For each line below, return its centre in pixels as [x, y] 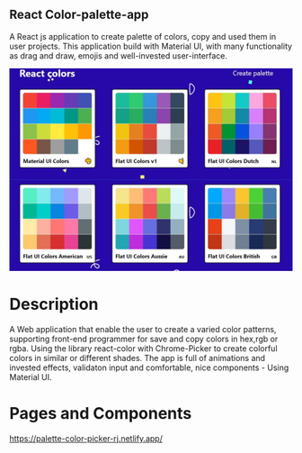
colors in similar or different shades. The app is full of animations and [138, 358]
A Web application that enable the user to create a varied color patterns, [143, 329]
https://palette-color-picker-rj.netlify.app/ [86, 438]
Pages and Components [101, 414]
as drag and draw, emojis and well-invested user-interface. [118, 55]
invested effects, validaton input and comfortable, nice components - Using [149, 367]
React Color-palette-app [79, 15]
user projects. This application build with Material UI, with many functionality [151, 46]
